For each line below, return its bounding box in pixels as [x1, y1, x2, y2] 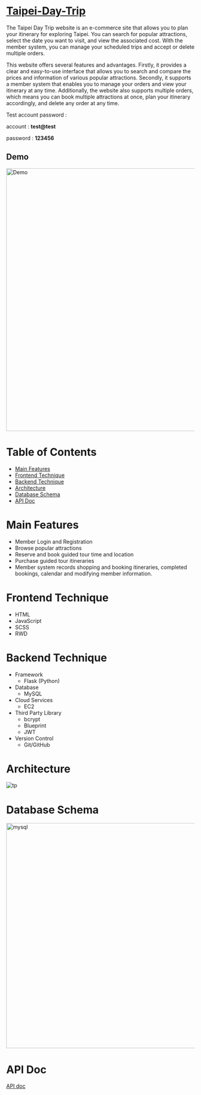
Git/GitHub [23, 741, 50, 748]
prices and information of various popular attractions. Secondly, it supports [6, 74, 191, 81]
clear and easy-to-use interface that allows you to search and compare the [6, 67, 191, 74]
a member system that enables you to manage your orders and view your [6, 80, 187, 88]
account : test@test [6, 123, 56, 130]
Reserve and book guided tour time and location [14, 551, 134, 558]
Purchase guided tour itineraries [14, 557, 95, 564]
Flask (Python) [23, 677, 60, 684]
